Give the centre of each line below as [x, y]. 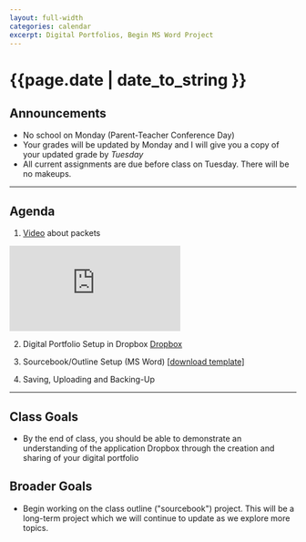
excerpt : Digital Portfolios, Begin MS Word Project [112, 35]
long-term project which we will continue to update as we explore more [156, 518]
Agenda [32, 211]
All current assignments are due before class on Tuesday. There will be [156, 164]
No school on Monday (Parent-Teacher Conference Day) [128, 135]
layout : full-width [46, 18]
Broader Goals [51, 487]
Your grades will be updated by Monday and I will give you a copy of [151, 145]
